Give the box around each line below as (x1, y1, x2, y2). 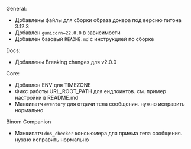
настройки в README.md (14, 94, 79, 101)
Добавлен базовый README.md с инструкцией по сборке (14, 36, 154, 42)
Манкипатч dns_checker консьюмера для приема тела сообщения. (14, 130, 183, 137)
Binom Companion (6, 118, 51, 125)
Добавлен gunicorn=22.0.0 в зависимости (14, 29, 121, 36)
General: (6, 5, 27, 12)
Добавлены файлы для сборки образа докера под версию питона (14, 17, 182, 23)
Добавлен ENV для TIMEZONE (14, 81, 91, 88)
